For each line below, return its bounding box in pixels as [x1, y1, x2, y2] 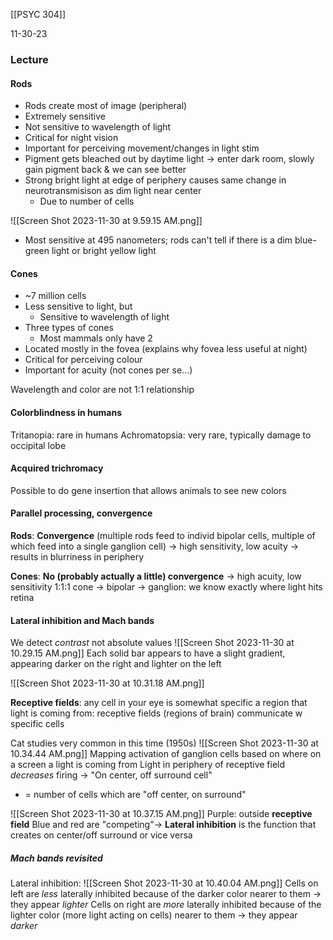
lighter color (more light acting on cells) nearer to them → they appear [10, 909, 298, 921]
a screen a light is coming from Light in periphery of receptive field [10, 759, 286, 771]
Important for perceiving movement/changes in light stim [24, 142, 260, 154]
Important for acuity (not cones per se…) [24, 364, 193, 376]
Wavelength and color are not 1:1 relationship [10, 384, 195, 396]
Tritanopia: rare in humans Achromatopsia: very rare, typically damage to [10, 429, 312, 441]
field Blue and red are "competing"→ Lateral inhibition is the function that [10, 819, 317, 831]
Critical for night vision [24, 132, 119, 144]
